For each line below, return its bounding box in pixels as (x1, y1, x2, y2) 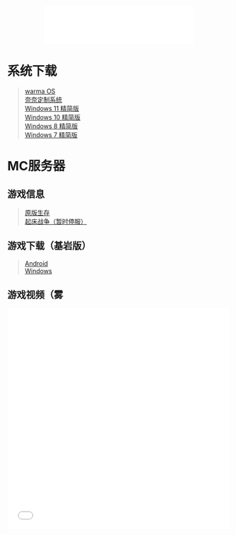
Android (24, 259, 48, 267)
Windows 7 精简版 (24, 130, 78, 139)
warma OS (24, 87, 56, 95)
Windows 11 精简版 (24, 104, 80, 112)
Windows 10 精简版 (24, 112, 81, 122)
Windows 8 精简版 (24, 122, 78, 130)
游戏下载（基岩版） (7, 240, 91, 252)
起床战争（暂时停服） (24, 217, 87, 225)
